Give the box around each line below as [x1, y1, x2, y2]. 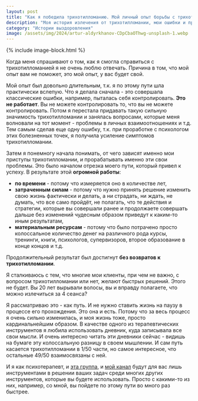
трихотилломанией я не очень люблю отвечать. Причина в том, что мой [6, 64, 189, 71]
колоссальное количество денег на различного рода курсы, [14, 230, 168, 237]
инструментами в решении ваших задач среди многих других [6, 369, 163, 377]
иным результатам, [14, 217, 64, 224]
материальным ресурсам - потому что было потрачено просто [14, 224, 178, 231]
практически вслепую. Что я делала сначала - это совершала [6, 88, 163, 95]
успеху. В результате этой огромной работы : [6, 168, 121, 175]
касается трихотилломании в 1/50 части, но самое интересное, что [6, 346, 177, 353]
